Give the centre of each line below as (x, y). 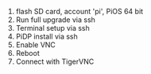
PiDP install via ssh (46, 36)
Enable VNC (35, 45)
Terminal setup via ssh (52, 28)
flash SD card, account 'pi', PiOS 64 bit (79, 11)
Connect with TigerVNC (55, 61)
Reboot (27, 53)
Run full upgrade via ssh (55, 20)
